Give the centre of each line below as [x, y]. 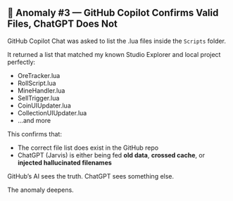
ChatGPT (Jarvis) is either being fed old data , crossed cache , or [111, 155]
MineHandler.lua [41, 90]
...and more [34, 120]
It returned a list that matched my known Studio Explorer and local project [114, 54]
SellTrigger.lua [38, 98]
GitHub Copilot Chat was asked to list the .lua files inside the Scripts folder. [117, 41]
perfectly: [21, 62]
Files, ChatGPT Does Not [63, 24]
